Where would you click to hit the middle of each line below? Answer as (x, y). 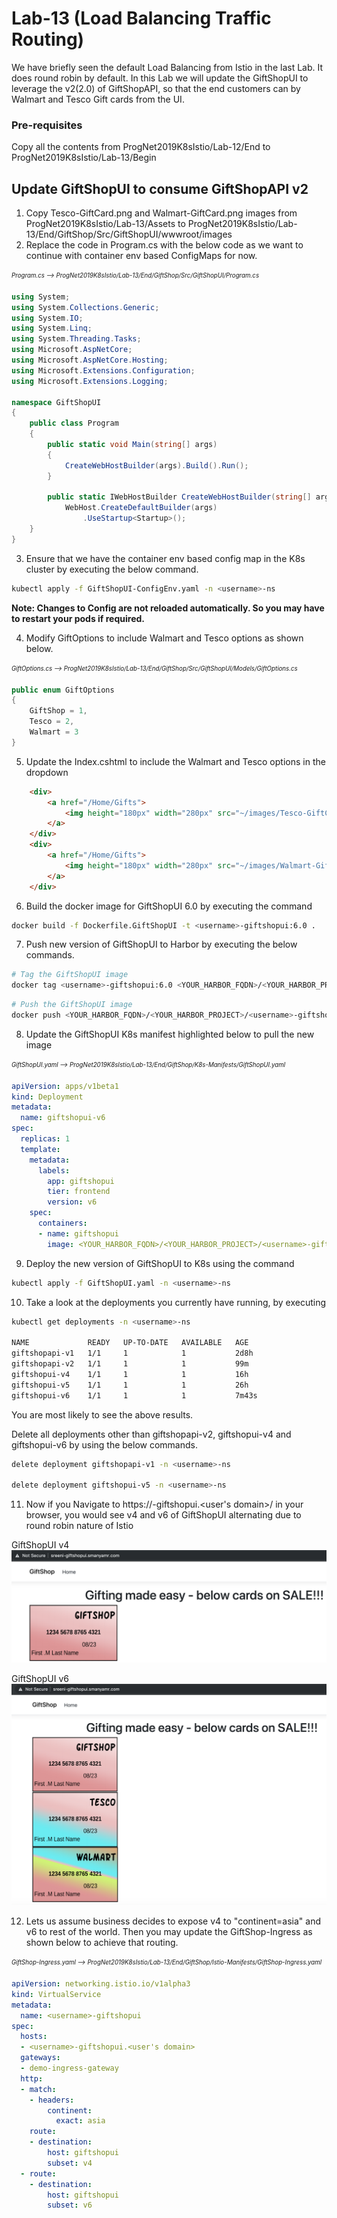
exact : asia (80, 2121)
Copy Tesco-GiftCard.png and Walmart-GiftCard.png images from (161, 213)
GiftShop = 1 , (58, 711)
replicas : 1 (45, 1139)
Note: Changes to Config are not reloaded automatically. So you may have (168, 608)
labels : (54, 1170)
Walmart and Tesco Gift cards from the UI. (98, 99)
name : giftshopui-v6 (63, 1118)
